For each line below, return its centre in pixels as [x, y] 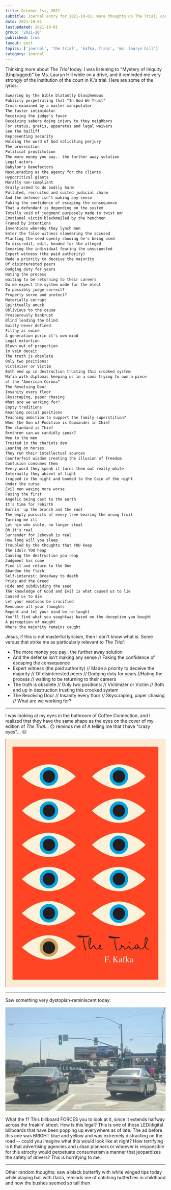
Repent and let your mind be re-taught [48, 612]
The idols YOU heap [26, 550]
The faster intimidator [31, 111]
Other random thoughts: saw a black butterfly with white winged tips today [84, 1172]
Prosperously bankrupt [29, 315]
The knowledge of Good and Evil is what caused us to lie [68, 591]
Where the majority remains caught [43, 627]
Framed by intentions [28, 223]
